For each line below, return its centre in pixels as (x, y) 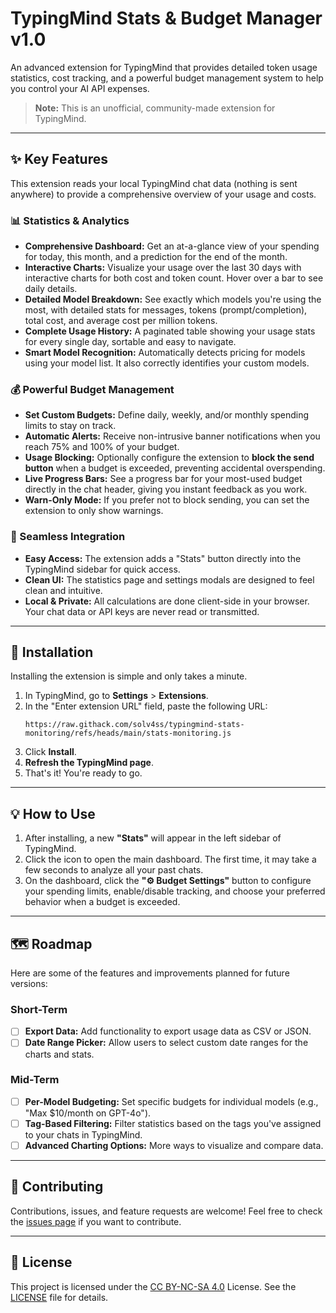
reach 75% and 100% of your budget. (102, 447)
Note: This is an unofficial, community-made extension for (155, 108)
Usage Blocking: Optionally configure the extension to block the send (169, 458)
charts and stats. (59, 1054)
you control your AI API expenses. (80, 88)
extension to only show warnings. (94, 511)
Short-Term (39, 1009)
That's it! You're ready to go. (83, 773)
